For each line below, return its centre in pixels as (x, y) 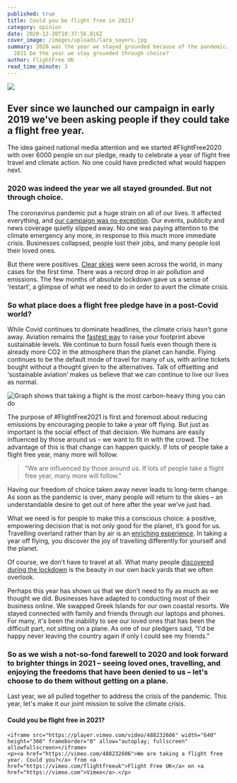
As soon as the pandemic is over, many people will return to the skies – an (115, 497)
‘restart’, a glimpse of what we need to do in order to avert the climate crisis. (118, 287)
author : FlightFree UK (41, 60)
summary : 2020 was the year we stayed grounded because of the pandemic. (118, 47)
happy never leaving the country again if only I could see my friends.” (109, 636)
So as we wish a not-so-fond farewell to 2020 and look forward (118, 654)
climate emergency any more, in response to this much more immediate (112, 235)
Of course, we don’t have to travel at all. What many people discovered (111, 562)
